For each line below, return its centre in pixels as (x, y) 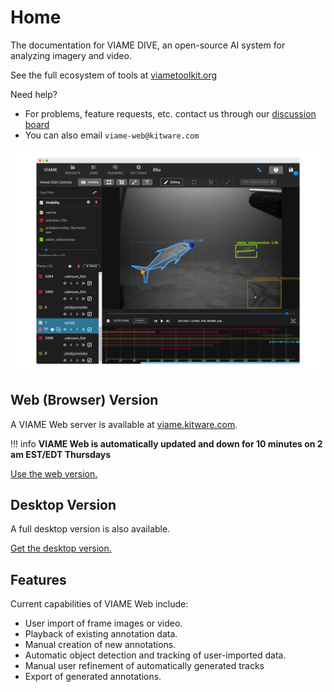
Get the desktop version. (61, 548)
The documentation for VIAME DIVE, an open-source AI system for (148, 45)
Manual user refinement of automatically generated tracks (144, 666)
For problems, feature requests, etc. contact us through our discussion (170, 113)
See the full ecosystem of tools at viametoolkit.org (114, 75)
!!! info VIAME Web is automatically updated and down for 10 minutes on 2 (166, 443)
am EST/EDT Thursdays (60, 454)
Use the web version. (54, 473)
